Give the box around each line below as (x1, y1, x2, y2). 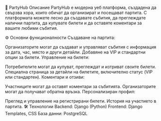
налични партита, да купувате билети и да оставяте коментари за (5, 20, 142, 26)
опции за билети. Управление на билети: (5, 54, 90, 60)
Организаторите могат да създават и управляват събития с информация (5, 44, 157, 50)
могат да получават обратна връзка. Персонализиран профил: (5, 89, 136, 94)
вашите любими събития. (5, 25, 58, 31)
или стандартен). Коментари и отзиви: (5, 74, 85, 80)
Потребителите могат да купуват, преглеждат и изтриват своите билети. (5, 64, 156, 69)
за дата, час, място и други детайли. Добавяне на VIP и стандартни (5, 49, 146, 55)
